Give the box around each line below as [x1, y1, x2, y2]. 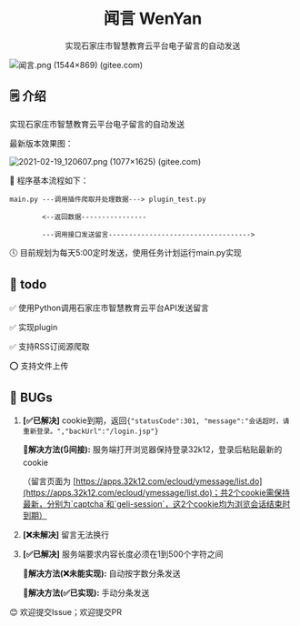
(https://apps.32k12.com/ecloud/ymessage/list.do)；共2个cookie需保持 [22, 488, 291, 499]
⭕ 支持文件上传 [9, 360, 69, 371]
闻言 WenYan [103, 8, 203, 29]
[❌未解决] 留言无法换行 [22, 530, 109, 540]
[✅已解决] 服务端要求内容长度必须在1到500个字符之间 [22, 549, 224, 560]
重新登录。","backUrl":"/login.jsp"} [22, 427, 159, 437]
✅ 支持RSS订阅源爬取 [9, 340, 90, 351]
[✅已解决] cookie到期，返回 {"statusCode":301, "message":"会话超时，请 [22, 415, 290, 426]
